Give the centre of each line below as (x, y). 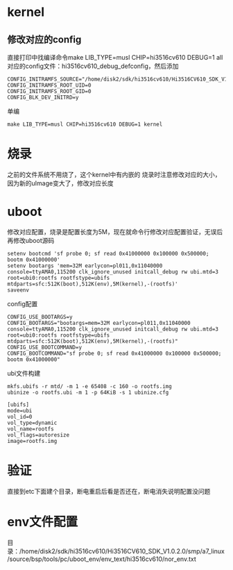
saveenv (18, 290)
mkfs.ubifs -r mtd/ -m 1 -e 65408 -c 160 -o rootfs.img (89, 386)
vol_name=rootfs (31, 429)
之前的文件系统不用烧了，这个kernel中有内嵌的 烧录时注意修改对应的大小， (114, 174)
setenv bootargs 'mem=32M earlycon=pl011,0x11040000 (85, 266)
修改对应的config (44, 39)
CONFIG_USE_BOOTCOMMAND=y (44, 347)
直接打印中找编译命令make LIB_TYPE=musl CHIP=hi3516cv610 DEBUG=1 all (115, 57)
